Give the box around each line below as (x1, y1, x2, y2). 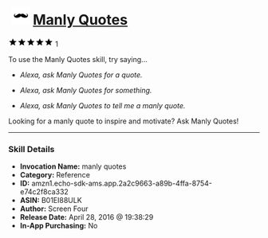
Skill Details (8, 143, 55, 154)
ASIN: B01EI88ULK (19, 196, 82, 205)
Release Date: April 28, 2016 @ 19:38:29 (19, 213, 154, 222)
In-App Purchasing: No (19, 221, 98, 231)
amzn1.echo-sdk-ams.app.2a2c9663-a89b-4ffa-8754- (31, 178, 213, 189)
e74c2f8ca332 (19, 187, 69, 197)
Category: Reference (19, 170, 90, 180)
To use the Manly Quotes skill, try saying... (8, 54, 148, 64)
